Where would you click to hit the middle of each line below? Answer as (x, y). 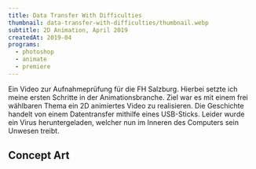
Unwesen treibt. (34, 130)
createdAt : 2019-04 (40, 37)
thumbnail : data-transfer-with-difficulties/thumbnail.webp (109, 23)
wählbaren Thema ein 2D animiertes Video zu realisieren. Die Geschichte (126, 105)
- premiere (33, 67)
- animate (31, 60)
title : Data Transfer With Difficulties (75, 15)
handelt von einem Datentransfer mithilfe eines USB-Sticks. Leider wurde (126, 114)
